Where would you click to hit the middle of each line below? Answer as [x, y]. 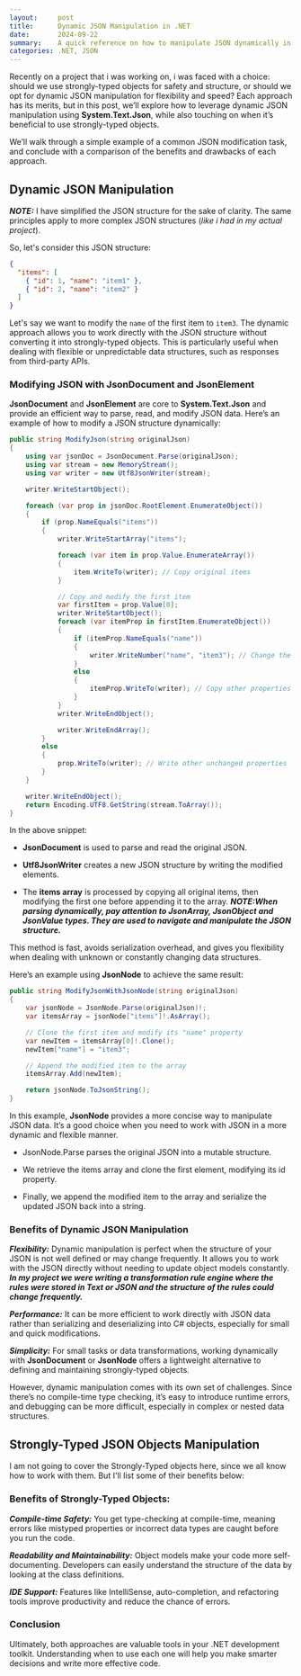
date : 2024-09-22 [54, 34]
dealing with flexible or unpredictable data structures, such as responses [144, 352]
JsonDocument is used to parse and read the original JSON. [135, 847]
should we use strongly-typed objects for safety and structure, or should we [150, 86]
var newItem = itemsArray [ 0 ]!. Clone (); [100, 1041]
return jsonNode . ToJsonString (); [88, 1090]
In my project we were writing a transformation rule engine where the [142, 1277]
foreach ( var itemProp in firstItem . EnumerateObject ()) [164, 622]
